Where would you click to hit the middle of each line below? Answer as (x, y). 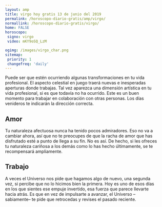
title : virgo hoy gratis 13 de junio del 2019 (53, 14)
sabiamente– (18, 199)
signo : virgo (20, 37)
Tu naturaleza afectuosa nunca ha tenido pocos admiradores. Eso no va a (79, 131)
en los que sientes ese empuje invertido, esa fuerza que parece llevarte (77, 189)
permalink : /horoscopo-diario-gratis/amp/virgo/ (55, 19)
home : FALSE (17, 28)
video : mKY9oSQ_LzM (27, 41)
